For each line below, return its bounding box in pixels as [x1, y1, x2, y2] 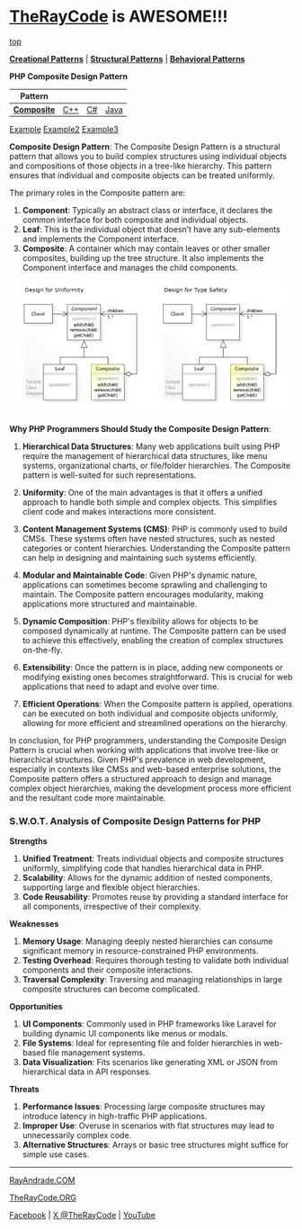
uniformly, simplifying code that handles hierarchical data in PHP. [22, 862, 264, 874]
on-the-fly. [22, 645, 63, 656]
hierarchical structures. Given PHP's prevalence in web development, [9, 754, 266, 766]
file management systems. [48, 1046, 146, 1058]
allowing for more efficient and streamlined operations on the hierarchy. [22, 718, 289, 729]
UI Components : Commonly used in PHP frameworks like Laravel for [22, 1018, 277, 1029]
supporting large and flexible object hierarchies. [22, 882, 200, 893]
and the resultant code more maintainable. [9, 793, 166, 803]
